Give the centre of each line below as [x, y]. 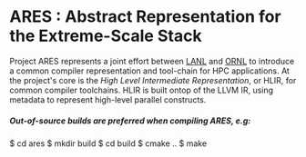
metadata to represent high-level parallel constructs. [108, 99]
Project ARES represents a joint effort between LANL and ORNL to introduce [152, 61]
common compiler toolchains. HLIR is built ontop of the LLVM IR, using [142, 90]
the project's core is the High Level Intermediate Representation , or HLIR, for [153, 80]
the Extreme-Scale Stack [106, 36]
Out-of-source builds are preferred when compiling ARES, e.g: [130, 121]
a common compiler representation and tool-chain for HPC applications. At [149, 71]
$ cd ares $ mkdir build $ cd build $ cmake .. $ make [108, 143]
